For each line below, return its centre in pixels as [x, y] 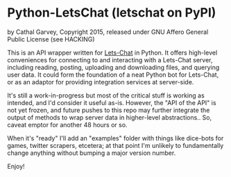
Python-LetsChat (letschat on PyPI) [112, 13]
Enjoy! [16, 166]
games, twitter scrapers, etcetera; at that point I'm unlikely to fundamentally [115, 145]
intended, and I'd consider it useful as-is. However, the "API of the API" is [112, 102]
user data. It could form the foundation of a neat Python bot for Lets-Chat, [113, 75]
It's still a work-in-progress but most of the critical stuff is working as [106, 95]
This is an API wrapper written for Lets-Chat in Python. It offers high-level [112, 53]
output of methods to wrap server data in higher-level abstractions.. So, [110, 117]
